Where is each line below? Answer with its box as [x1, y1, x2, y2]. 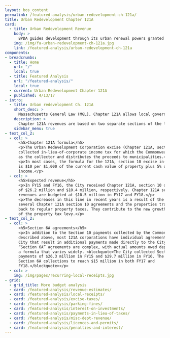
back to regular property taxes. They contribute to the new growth [18, 206, 166, 212]
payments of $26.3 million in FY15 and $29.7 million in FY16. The [18, 254, 164, 259]
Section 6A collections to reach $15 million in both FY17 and [18, 258, 155, 264]
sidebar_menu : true [14, 126, 55, 131]
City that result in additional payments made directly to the [18, 240, 155, 245]
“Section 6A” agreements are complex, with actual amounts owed [18, 244, 157, 250]
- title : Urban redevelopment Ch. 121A [9, 102, 94, 108]
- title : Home [9, 60, 39, 65]
